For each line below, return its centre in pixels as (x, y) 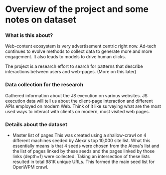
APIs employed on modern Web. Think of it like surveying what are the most (83, 106)
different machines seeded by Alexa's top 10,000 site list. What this (81, 141)
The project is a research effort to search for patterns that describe (74, 66)
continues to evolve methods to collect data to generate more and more (79, 51)
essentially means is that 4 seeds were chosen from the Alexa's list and (86, 146)
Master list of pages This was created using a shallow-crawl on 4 (79, 135)
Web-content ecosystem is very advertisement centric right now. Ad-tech (81, 46)
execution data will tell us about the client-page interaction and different (79, 101)
